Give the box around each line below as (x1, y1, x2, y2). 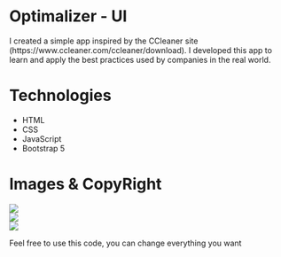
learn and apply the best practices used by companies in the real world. (9, 54, 271, 65)
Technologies (9, 86, 113, 105)
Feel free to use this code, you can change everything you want (9, 238, 242, 248)
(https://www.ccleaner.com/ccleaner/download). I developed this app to (9, 44, 273, 55)
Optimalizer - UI (9, 6, 128, 27)
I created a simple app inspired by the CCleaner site (9, 35, 199, 46)
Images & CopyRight (9, 175, 162, 194)
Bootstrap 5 (21, 143, 66, 153)
